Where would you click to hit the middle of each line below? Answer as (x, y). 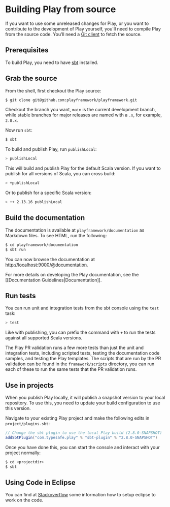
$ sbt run (16, 249)
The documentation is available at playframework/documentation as (75, 230)
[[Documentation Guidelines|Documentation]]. (54, 280)
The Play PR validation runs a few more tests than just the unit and (74, 348)
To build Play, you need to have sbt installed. (52, 62)
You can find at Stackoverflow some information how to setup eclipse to (80, 495)
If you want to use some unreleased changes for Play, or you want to (77, 23)
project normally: (23, 453)
